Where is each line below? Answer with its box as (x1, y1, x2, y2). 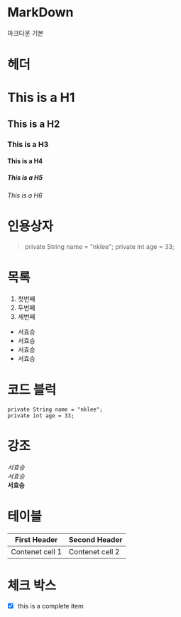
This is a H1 (7, 90, 75, 106)
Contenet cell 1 (11, 546, 62, 556)
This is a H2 (7, 118, 60, 130)
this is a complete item (17, 601, 84, 610)
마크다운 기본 (7, 29, 44, 37)
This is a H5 (7, 173, 43, 182)
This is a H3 (7, 139, 49, 149)
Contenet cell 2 (68, 546, 120, 556)
